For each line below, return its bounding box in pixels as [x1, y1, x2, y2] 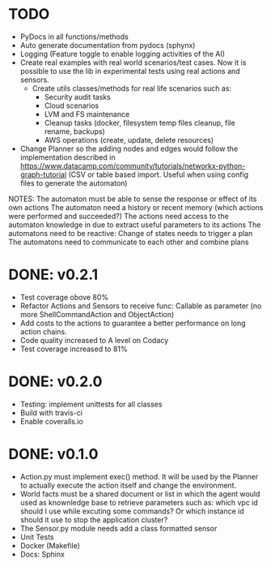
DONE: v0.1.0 [8, 445, 99, 463]
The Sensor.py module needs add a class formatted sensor [19, 523, 218, 533]
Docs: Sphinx [19, 549, 65, 559]
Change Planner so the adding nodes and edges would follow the [19, 144, 239, 153]
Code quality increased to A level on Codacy [19, 335, 169, 345]
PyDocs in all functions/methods [19, 32, 129, 41]
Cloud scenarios [44, 101, 100, 110]
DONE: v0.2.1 [8, 265, 99, 284]
